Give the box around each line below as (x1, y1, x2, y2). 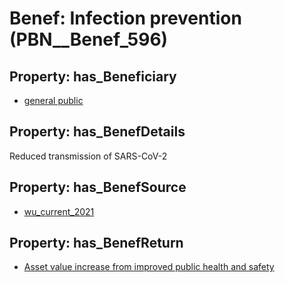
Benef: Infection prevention (9, 7, 242, 30)
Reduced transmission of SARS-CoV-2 (9, 150, 168, 162)
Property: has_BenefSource (9, 179, 187, 196)
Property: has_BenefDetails (9, 123, 186, 141)
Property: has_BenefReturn (9, 235, 184, 252)
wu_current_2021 (23, 205, 95, 217)
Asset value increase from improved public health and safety (23, 261, 275, 273)
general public (23, 95, 84, 106)
